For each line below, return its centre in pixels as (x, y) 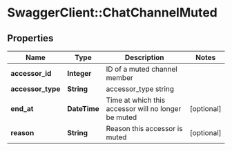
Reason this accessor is (144, 129)
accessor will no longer (144, 109)
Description (144, 58)
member (119, 78)
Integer (79, 73)
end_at (22, 109)
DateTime (83, 109)
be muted (122, 117)
